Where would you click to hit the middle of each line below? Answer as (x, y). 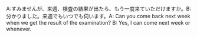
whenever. (19, 29)
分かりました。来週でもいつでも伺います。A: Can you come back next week (98, 16)
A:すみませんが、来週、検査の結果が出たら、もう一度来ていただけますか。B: (99, 9)
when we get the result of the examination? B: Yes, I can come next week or (98, 23)
